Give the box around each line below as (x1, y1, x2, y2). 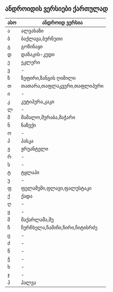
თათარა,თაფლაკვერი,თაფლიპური (21, 82, 104, 89)
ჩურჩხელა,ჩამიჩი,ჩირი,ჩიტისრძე (21, 224, 98, 231)
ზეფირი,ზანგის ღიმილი (21, 75, 76, 81)
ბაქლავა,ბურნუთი (21, 35, 63, 42)
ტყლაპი (21, 169, 40, 176)
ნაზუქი (21, 122, 36, 128)
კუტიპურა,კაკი (21, 98, 55, 105)
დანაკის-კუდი (21, 51, 55, 58)
